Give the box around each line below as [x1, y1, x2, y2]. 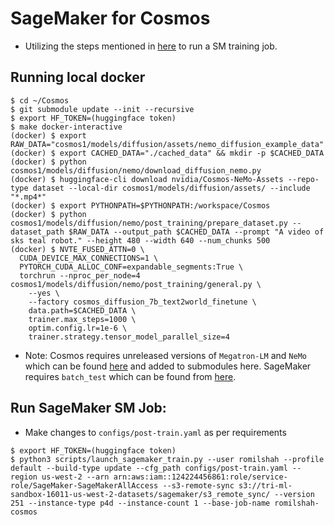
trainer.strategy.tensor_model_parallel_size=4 [28, 332, 230, 342]
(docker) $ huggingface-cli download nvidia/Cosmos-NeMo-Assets [10, 174, 284, 184]
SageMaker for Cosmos [10, 7, 211, 30]
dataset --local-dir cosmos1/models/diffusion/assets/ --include [32, 183, 311, 193]
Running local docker [10, 69, 146, 86]
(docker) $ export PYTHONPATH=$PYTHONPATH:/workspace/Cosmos [10, 200, 271, 211]
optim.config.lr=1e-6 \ [28, 323, 128, 333]
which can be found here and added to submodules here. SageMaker [24, 360, 312, 372]
